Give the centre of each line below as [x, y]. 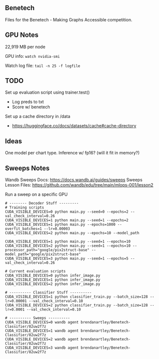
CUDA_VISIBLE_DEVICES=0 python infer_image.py [53, 276]
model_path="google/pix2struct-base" [43, 255]
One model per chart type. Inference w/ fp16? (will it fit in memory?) [72, 153]
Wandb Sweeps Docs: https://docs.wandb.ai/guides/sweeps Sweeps [74, 180]
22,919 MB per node [25, 47]
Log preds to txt [28, 102]
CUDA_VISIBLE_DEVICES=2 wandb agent [42, 340]
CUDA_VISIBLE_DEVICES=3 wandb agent [42, 348]
